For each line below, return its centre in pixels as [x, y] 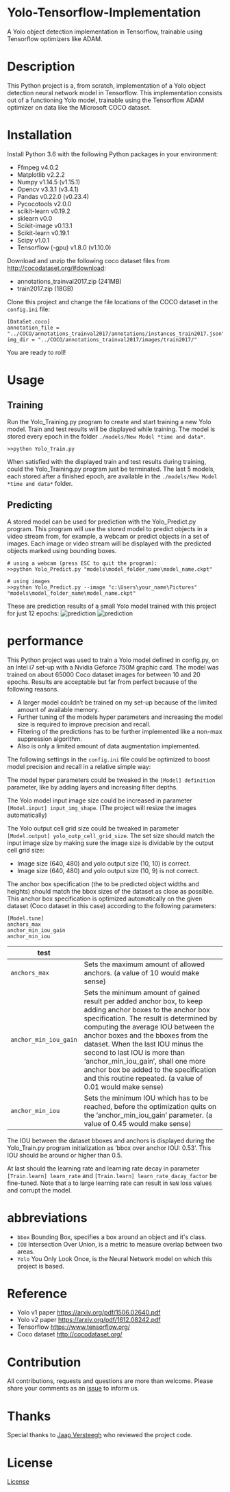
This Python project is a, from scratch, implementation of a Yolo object [106, 85]
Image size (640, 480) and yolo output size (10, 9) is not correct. [108, 870]
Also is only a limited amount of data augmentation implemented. [108, 746]
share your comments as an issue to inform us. [73, 1389]
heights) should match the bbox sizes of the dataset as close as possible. [111, 891]
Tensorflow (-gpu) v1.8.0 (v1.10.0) [64, 247]
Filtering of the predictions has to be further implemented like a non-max [119, 731]
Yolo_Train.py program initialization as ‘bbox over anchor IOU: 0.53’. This [109, 1148]
